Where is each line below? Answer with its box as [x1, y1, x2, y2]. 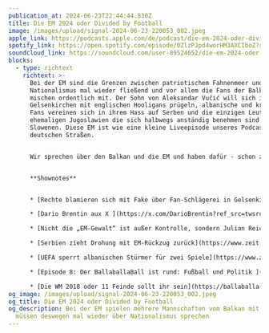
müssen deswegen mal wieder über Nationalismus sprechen [15, 312, 210, 321]
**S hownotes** [29, 174, 78, 182]
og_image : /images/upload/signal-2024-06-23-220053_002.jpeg [8, 290, 217, 298]
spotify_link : [8, 42, 56, 50]
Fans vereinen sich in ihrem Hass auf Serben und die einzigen [29, 109, 246, 117]
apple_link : [8, 34, 48, 43]
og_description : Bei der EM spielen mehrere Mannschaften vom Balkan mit [8, 305, 260, 313]
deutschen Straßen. [29, 131, 94, 139]
